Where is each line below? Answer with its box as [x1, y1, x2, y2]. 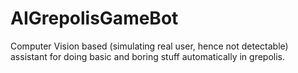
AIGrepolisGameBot [10, 7, 179, 30]
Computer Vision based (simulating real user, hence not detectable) [10, 40, 289, 52]
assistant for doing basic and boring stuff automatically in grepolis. [10, 50, 286, 62]
